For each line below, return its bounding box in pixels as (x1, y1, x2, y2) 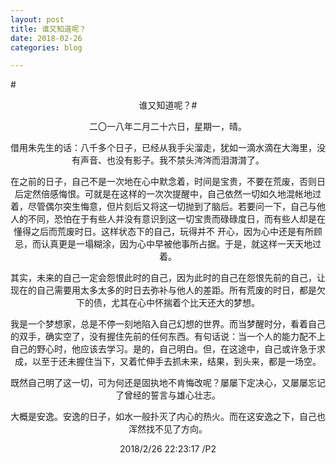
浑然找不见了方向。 (128, 423, 208, 435)
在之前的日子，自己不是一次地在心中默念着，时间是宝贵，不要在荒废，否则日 (10, 176, 326, 188)
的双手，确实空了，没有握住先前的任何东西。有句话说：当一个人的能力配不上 (10, 331, 326, 343)
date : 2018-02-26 (10, 33, 83, 43)
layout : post (10, 14, 65, 25)
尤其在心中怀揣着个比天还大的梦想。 (110, 297, 260, 309)
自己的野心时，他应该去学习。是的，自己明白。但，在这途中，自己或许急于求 (10, 343, 326, 355)
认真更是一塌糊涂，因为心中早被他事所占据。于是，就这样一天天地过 (40, 238, 322, 250)
